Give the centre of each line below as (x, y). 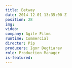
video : (12, 29)
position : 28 (19, 19)
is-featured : (19, 58)
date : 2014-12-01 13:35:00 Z (36, 15)
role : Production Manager (32, 53)
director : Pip (20, 43)
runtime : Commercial (27, 39)
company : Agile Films (28, 34)
